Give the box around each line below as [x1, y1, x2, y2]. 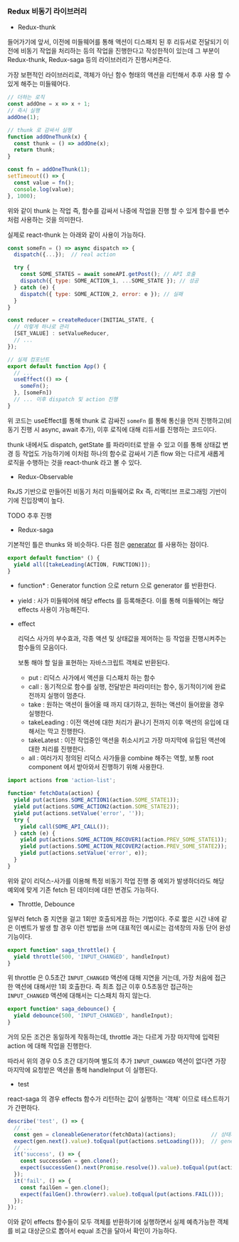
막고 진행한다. [47, 727, 86, 736]
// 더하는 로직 [7, 94, 45, 101]
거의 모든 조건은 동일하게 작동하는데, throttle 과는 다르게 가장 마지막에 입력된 [7, 1032, 220, 1042]
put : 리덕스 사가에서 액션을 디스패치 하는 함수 [28, 674, 156, 682]
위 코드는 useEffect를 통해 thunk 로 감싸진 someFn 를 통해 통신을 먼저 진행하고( [7, 416, 226, 425]
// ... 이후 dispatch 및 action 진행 [14, 396, 118, 404]
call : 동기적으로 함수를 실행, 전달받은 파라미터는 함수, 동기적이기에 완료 [28, 682, 226, 691]
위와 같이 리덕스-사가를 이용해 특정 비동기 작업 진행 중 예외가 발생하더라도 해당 [7, 876, 225, 885]
